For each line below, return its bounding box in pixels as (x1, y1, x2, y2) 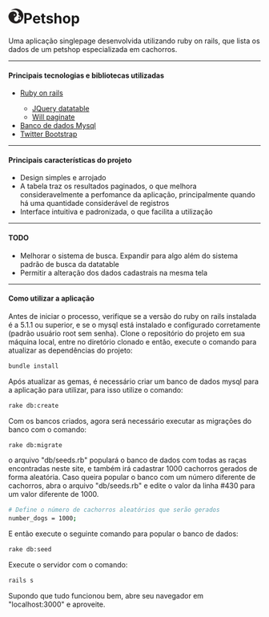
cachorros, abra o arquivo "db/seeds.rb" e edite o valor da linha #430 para (8, 481, 255, 490)
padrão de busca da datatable (19, 259, 120, 268)
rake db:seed (8, 546, 52, 554)
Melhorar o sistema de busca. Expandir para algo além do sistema (19, 251, 239, 260)
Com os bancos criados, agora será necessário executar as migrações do (8, 416, 252, 425)
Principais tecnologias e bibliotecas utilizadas (8, 71, 165, 80)
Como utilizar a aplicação (8, 293, 94, 304)
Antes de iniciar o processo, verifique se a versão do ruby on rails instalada (8, 311, 257, 321)
